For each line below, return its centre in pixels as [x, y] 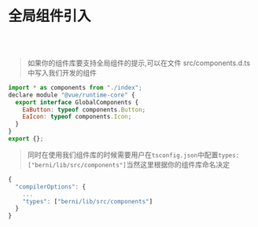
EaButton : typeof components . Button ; [84, 110]
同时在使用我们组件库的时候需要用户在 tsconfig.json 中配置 [123, 155]
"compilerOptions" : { [51, 187]
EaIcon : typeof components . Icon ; [77, 117]
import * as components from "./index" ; [76, 87]
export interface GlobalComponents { [77, 102]
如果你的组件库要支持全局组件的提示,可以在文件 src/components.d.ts [138, 63]
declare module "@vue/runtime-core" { [72, 95]
